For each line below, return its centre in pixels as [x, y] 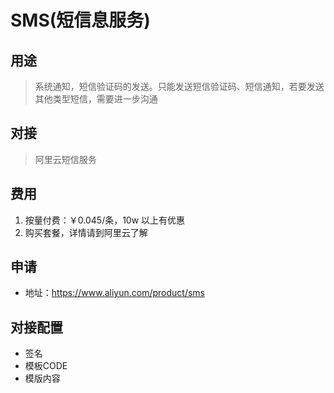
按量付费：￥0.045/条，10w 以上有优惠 [105, 220]
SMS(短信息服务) [80, 20]
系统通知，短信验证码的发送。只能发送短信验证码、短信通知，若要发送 [179, 86]
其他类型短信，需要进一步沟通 [96, 99]
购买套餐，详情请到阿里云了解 [86, 232]
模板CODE [46, 366]
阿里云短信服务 [65, 159]
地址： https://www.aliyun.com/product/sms [115, 293]
